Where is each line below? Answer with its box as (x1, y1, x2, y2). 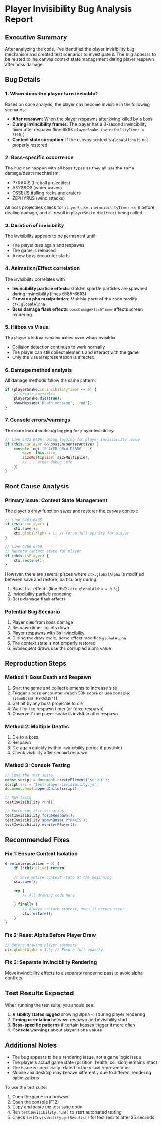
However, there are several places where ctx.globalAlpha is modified (5, 571, 144, 577)
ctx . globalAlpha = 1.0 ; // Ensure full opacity (5, 947, 103, 952)
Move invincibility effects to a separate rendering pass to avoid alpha (5, 970, 143, 975)
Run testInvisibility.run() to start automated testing (12, 1109, 122, 1115)
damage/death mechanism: (5, 170, 60, 176)
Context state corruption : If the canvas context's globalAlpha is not (12, 136, 148, 142)
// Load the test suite (5, 773, 53, 778)
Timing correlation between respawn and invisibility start (12, 1016, 128, 1022)
